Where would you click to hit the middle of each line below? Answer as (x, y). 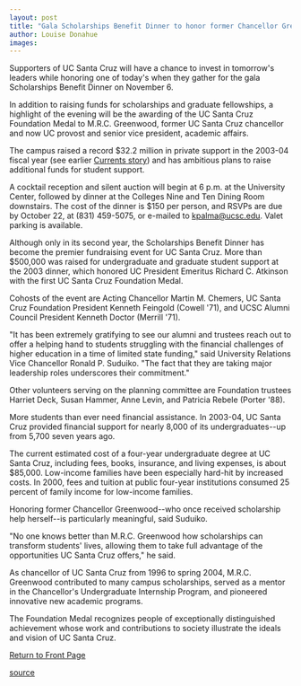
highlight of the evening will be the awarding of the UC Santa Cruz (131, 114)
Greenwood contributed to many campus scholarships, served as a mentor (147, 582)
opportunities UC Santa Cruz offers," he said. (93, 555)
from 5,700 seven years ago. (62, 436)
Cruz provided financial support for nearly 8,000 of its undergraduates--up (148, 427)
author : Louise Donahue (54, 34)
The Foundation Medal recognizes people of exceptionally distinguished (142, 619)
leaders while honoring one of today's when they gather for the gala (135, 78)
